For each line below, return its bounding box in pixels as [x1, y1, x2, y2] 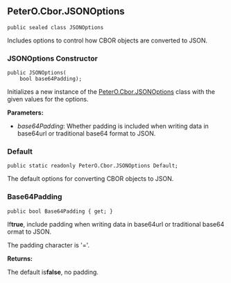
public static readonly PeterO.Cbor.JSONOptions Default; [7, 163, 178, 170]
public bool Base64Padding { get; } [7, 208, 113, 215]
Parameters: [7, 108, 44, 117]
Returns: [7, 254, 33, 263]
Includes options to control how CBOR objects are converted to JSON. [7, 36, 208, 45]
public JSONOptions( [7, 70, 67, 76]
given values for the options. [7, 95, 89, 104]
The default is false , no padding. [7, 268, 99, 276]
